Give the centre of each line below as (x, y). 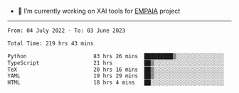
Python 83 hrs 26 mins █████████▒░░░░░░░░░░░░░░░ (116, 56)
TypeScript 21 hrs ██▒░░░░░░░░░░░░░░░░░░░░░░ (116, 63)
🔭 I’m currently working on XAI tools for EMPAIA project (99, 11)
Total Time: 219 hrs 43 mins (51, 43)
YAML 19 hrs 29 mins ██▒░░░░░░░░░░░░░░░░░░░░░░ (116, 76)
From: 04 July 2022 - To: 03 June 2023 (67, 31)
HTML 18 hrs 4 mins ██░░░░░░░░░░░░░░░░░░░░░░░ (116, 83)
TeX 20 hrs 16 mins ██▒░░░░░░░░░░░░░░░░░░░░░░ (116, 70)
